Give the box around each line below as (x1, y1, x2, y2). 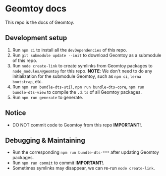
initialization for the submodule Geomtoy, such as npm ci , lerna (12, 73, 142, 79)
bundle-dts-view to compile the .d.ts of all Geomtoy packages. (12, 89, 142, 95)
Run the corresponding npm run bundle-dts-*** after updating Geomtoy (12, 149, 160, 155)
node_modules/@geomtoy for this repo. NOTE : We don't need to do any (12, 68, 153, 74)
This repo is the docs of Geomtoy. (5, 19, 74, 25)
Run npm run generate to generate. (12, 94, 83, 100)
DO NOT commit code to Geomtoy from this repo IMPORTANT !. (12, 122, 142, 128)
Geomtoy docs (5, 3, 67, 14)
